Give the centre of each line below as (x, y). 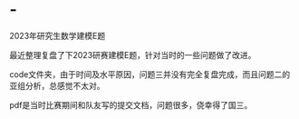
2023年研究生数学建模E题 (58, 35)
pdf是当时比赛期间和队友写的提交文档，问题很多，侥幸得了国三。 (131, 104)
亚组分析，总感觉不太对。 (57, 85)
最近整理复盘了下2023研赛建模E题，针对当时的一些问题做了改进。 (133, 55)
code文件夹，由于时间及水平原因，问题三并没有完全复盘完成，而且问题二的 (150, 74)
